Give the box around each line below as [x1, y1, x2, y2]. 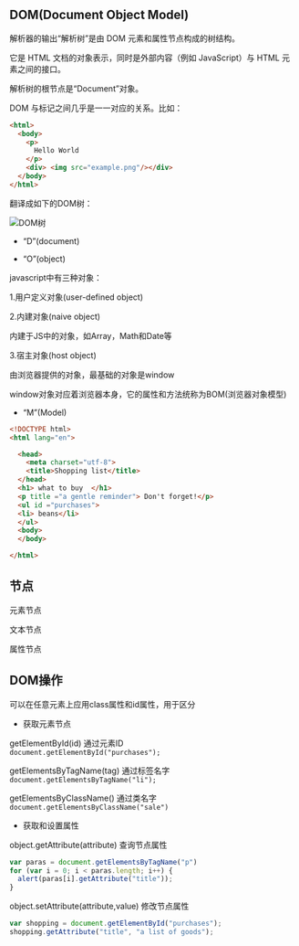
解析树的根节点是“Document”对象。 [9, 82, 144, 94]
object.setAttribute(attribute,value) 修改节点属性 [9, 900, 190, 912]
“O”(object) [22, 253, 66, 264]
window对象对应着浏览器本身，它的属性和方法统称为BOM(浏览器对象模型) [9, 388, 287, 399]
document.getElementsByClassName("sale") [9, 803, 170, 812]
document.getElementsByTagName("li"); [9, 775, 157, 784]
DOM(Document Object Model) [9, 7, 190, 23]
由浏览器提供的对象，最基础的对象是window [9, 369, 175, 380]
